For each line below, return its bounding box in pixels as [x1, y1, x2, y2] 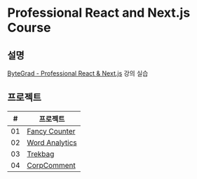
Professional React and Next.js [7, 5, 191, 21]
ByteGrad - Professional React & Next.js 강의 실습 [7, 69, 149, 78]
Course [7, 20, 51, 36]
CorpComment [27, 160, 76, 170]
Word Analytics [27, 138, 77, 148]
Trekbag [27, 149, 55, 159]
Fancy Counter [27, 126, 76, 136]
